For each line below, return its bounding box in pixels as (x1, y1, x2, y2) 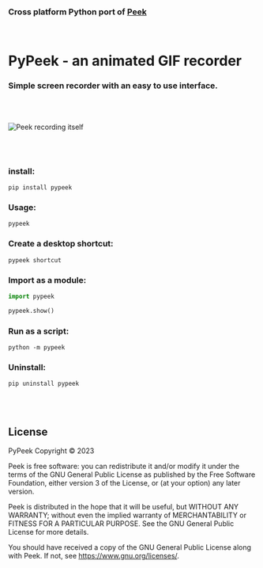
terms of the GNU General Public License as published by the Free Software (8, 470, 256, 479)
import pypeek (8, 292, 55, 300)
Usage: (8, 202, 37, 212)
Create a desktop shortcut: (8, 238, 114, 250)
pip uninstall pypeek (8, 379, 80, 388)
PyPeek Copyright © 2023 (8, 446, 95, 456)
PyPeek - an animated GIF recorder (8, 52, 242, 70)
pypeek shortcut (8, 256, 62, 264)
